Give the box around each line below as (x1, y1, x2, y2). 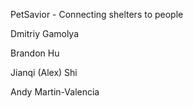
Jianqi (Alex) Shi (10, 67, 78, 78)
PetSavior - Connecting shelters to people (10, 9, 184, 20)
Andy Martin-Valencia (10, 86, 100, 98)
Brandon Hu (10, 47, 60, 59)
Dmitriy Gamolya (10, 28, 80, 39)
